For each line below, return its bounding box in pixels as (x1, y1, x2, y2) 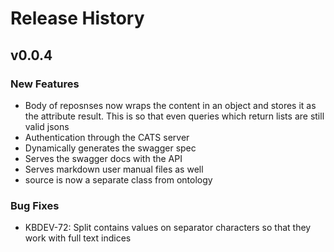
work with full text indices (24, 232, 132, 244)
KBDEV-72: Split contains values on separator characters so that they (24, 222, 312, 234)
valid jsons (24, 120, 70, 132)
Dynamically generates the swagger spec (24, 142, 197, 154)
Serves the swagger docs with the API (24, 152, 183, 164)
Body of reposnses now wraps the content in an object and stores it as (24, 99, 317, 111)
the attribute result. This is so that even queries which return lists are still (24, 110, 325, 122)
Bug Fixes (10, 198, 60, 212)
